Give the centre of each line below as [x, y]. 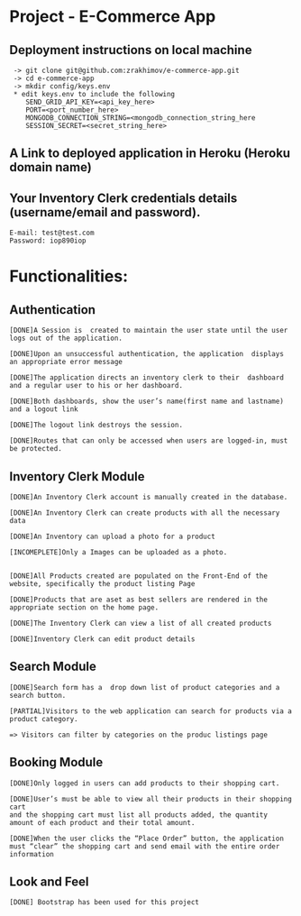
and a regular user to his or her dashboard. [96, 386]
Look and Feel [49, 882]
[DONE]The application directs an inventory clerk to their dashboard [146, 378]
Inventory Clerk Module [77, 476]
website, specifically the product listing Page [102, 584]
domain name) [50, 167]
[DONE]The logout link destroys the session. [96, 426]
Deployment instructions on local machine [131, 50]
